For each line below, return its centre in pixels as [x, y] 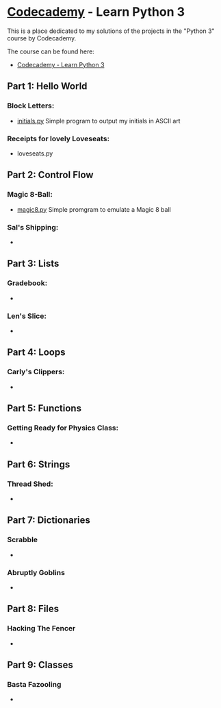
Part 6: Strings [39, 464]
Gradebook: [27, 283]
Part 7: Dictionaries [49, 521]
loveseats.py [35, 153]
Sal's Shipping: [33, 227]
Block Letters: [31, 106]
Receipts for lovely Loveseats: [58, 138]
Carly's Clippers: [36, 372]
